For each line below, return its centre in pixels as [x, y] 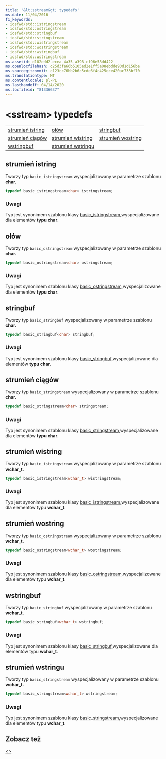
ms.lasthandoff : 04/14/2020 [35, 85]
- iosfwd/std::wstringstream [36, 57]
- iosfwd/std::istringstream [36, 24]
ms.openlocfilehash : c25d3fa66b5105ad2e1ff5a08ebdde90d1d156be [73, 66]
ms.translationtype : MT [30, 76]
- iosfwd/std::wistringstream [37, 43]
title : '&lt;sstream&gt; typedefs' [42, 10]
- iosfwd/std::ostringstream [36, 29]
